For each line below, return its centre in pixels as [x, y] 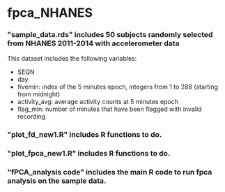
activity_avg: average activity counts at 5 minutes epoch [98, 102]
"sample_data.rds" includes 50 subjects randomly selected [110, 35]
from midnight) [39, 94]
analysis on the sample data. [57, 181]
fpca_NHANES [50, 13]
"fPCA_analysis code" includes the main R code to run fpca [110, 172]
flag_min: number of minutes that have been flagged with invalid [109, 109]
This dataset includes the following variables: [72, 59]
